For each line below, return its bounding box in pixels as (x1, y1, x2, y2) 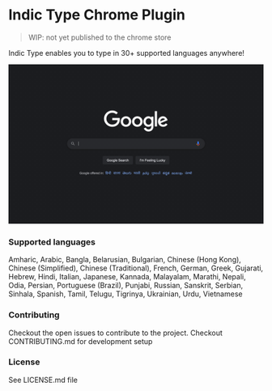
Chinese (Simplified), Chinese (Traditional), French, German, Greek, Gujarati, (8, 263, 264, 273)
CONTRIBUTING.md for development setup (8, 336, 153, 346)
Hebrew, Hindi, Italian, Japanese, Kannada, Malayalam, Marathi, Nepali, (8, 272, 246, 282)
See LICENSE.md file (8, 375, 79, 385)
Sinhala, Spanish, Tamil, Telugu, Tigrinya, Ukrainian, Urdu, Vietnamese (8, 289, 243, 299)
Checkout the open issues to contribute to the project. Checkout (8, 328, 223, 338)
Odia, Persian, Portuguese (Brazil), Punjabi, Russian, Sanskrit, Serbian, (8, 281, 244, 291)
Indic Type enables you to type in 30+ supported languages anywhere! (8, 48, 245, 57)
